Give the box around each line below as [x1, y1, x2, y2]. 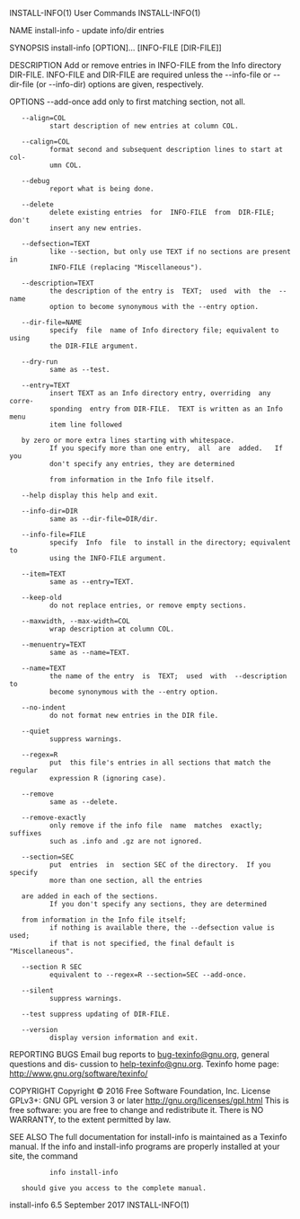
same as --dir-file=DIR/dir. [49, 515, 159, 524]
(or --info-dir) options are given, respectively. [35, 79, 204, 89]
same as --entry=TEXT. [49, 578, 135, 587]
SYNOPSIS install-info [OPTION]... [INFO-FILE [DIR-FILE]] [9, 42, 222, 53]
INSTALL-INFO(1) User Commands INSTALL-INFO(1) [9, 8, 201, 18]
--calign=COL [21, 137, 70, 146]
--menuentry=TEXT [21, 640, 87, 649]
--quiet [21, 727, 50, 736]
